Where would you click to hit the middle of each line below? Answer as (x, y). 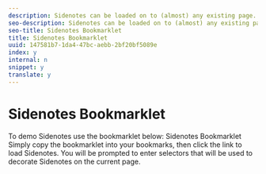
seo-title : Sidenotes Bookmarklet (65, 30)
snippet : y (26, 68)
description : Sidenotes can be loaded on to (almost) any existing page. (133, 15)
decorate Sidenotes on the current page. (74, 161)
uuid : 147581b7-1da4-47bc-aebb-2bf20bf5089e (83, 45)
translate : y (30, 75)
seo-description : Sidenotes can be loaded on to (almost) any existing (129, 23)
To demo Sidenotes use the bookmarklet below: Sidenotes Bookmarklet (125, 136)
